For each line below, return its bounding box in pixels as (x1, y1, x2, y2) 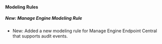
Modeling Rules (5, 4, 38, 10)
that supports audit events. (12, 33, 68, 39)
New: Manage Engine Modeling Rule (5, 15, 82, 21)
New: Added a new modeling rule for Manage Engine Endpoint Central (12, 28, 157, 34)
